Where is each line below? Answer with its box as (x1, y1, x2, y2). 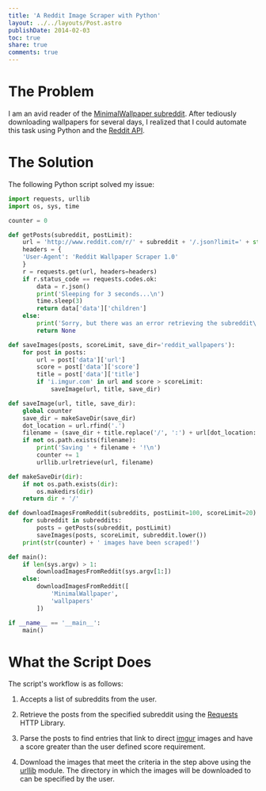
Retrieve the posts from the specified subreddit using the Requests (19, 710, 238, 720)
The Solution (8, 154, 94, 171)
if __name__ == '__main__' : (8, 619, 101, 627)
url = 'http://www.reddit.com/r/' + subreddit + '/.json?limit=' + (22, 239, 249, 246)
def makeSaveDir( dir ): (8, 472, 83, 480)
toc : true (8, 33, 41, 42)
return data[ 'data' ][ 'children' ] (36, 304, 147, 313)
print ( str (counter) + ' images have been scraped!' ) (22, 538, 200, 547)
